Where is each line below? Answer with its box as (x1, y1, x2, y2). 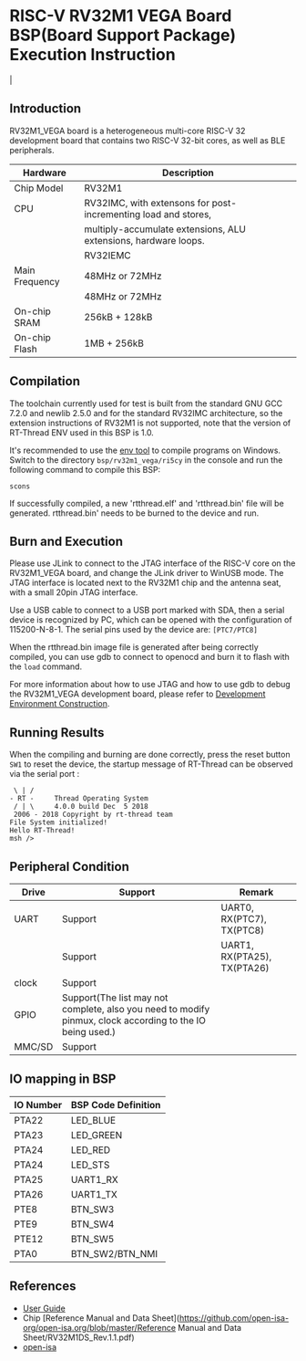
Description (162, 166, 214, 179)
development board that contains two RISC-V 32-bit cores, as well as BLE (9, 134, 286, 146)
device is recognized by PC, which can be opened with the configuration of (9, 614, 293, 625)
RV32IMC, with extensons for (84, 196, 210, 209)
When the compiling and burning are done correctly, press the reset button (9, 749, 291, 760)
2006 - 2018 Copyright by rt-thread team (13, 810, 173, 820)
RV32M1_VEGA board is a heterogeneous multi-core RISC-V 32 (9, 125, 246, 136)
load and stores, (142, 207, 212, 220)
